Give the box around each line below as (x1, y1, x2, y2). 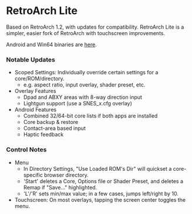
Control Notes (6, 146, 47, 154)
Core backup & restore (23, 119, 78, 126)
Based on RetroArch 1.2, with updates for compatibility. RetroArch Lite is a (6, 23, 184, 30)
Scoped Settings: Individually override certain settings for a (14, 69, 159, 76)
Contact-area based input (23, 125, 86, 132)
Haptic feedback (23, 131, 64, 138)
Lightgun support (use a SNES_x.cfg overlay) (23, 100, 132, 107)
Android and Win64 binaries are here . (6, 41, 97, 48)
